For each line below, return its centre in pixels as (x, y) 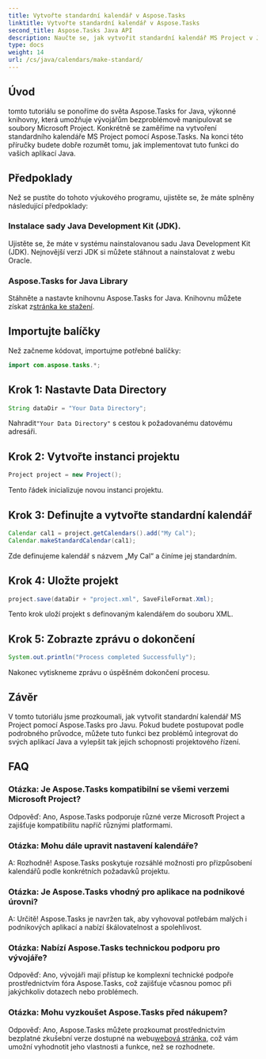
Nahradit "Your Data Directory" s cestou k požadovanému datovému (121, 423)
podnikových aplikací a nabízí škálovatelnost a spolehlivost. (105, 927)
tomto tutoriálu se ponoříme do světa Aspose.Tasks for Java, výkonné (122, 111)
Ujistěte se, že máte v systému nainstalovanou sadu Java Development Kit (129, 244)
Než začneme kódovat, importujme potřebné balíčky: (95, 351)
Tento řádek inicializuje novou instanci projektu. (86, 490)
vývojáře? (28, 958)
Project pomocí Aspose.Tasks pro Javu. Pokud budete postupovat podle (126, 725)
